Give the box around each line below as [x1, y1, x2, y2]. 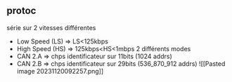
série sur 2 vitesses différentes [6, 23, 96, 32]
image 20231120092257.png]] [16, 67, 104, 75]
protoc [6, 5, 37, 17]
